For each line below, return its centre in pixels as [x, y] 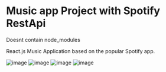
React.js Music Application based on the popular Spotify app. [81, 51]
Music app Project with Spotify [83, 11]
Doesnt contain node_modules [43, 40]
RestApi [26, 23]
